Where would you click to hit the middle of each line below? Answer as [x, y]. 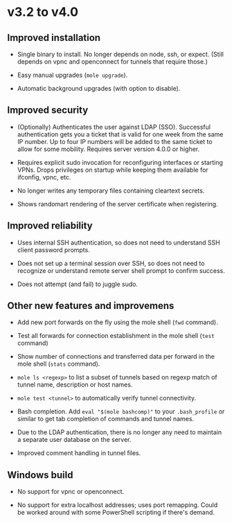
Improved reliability [50, 226]
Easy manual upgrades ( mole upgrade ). [72, 75]
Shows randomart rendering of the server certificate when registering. [117, 204]
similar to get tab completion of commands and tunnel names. [106, 419]
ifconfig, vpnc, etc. [44, 177]
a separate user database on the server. [74, 440]
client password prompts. [53, 249]
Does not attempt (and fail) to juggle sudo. [78, 284]
